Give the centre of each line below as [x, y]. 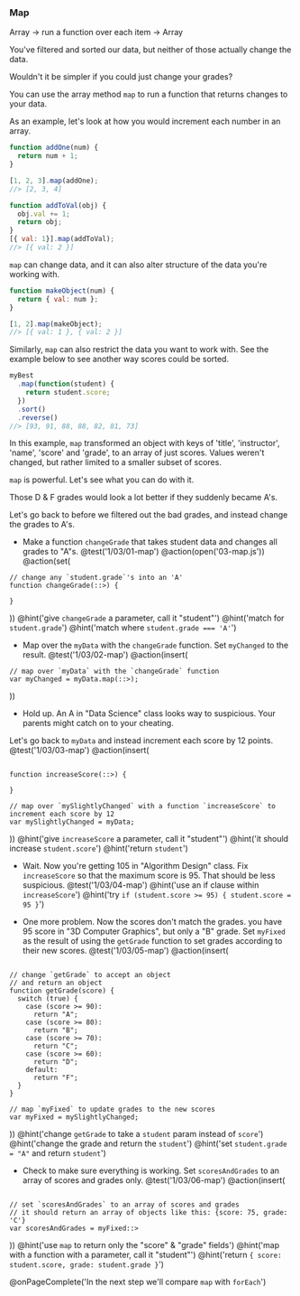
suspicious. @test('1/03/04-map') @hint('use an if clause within [141, 885]
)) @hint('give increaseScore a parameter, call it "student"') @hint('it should [149, 839]
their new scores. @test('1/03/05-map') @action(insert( [125, 951]
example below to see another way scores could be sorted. [119, 359]
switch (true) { [48, 999]
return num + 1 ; [48, 156]
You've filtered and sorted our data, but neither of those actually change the [150, 50]
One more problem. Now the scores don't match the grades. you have [152, 922]
